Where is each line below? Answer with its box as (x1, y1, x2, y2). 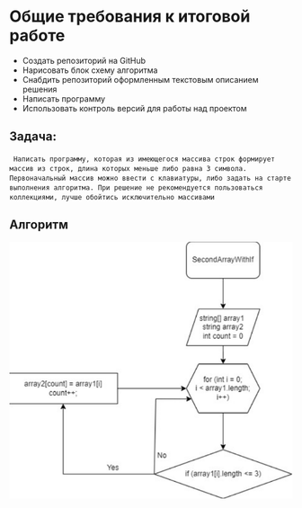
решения (22, 84, 58, 94)
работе (9, 25, 66, 46)
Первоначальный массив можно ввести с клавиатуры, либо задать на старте (9, 174, 292, 183)
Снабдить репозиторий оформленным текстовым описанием (22, 74, 259, 85)
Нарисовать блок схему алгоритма (22, 65, 158, 76)
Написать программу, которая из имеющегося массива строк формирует (13, 155, 276, 164)
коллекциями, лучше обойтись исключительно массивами (9, 192, 216, 201)
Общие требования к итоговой (9, 6, 251, 27)
